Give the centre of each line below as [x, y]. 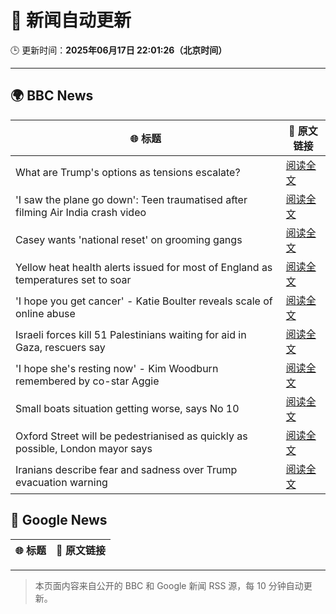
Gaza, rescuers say [60, 347]
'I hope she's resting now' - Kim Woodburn [117, 368]
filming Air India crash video [81, 212]
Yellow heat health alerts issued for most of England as [144, 267]
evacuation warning [61, 482]
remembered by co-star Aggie [87, 381]
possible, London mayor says [84, 448]
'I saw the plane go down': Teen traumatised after [131, 199]
